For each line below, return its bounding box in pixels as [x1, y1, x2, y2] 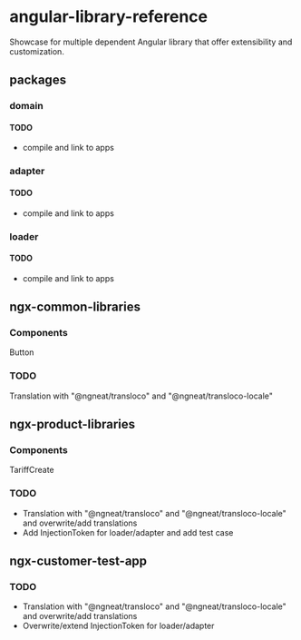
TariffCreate [9, 465, 54, 476]
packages [9, 73, 66, 88]
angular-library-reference [9, 6, 209, 27]
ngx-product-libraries [9, 417, 136, 432]
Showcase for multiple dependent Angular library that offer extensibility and [9, 36, 293, 47]
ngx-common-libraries [9, 300, 141, 315]
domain [9, 100, 44, 113]
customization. [9, 45, 65, 56]
